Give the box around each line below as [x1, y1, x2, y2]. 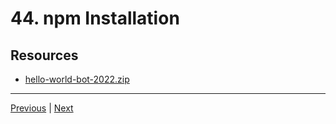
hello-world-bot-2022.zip [24, 73, 130, 85]
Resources [10, 47, 79, 64]
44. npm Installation [10, 7, 180, 30]
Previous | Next [10, 102, 74, 114]
